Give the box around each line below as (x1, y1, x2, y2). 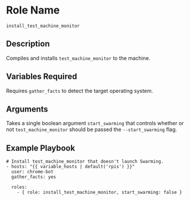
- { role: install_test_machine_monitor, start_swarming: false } (16, 189, 182, 196)
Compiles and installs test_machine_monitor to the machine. (6, 54, 151, 62)
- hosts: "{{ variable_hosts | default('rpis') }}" (6, 164, 135, 170)
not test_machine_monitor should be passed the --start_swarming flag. (6, 126, 177, 133)
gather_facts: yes (11, 174, 57, 180)
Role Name (6, 4, 60, 17)
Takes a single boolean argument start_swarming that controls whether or (6, 120, 184, 127)
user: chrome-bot (11, 169, 54, 175)
